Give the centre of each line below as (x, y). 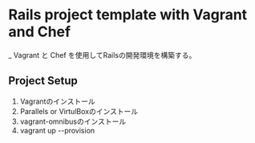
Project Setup (43, 81)
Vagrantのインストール (57, 101)
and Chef (39, 32)
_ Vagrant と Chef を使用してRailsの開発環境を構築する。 (102, 55)
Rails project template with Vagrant (128, 15)
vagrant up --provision (57, 130)
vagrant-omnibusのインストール (73, 121)
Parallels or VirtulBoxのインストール (79, 111)
